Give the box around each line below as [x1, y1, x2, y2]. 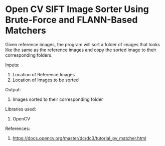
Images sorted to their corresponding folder [12, 96, 103, 102]
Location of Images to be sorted [12, 77, 79, 83]
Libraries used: [5, 106, 36, 112]
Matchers [5, 25, 46, 36]
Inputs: [5, 62, 20, 68]
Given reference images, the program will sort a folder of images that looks [5, 41, 160, 47]
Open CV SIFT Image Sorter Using [5, 4, 149, 15]
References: [5, 125, 30, 131]
